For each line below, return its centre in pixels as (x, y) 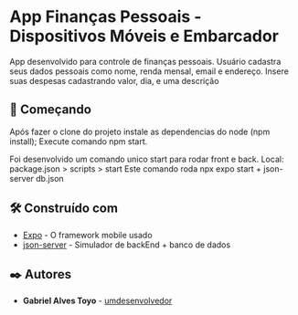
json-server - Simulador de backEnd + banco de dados (127, 245)
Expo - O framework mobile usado (87, 235)
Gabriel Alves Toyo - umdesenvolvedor (97, 301)
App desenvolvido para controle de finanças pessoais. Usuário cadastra (145, 61)
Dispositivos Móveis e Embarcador (144, 36)
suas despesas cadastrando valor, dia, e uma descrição (114, 80)
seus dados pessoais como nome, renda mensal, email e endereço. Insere (149, 71)
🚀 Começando (50, 110)
